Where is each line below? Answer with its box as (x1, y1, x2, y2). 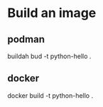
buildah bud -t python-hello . (7, 52, 92, 60)
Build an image (7, 5, 97, 21)
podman (7, 33, 45, 45)
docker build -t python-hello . (7, 91, 94, 100)
